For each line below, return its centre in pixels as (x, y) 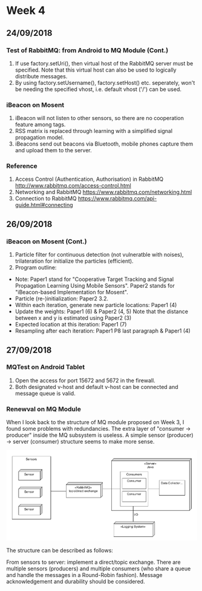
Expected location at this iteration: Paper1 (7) (71, 325)
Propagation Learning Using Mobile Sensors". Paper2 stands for (95, 286)
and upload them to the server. (53, 150)
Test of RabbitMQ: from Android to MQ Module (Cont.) (87, 50)
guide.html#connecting (44, 205)
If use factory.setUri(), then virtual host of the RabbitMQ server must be (104, 63)
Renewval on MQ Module (44, 409)
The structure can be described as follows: (60, 550)
